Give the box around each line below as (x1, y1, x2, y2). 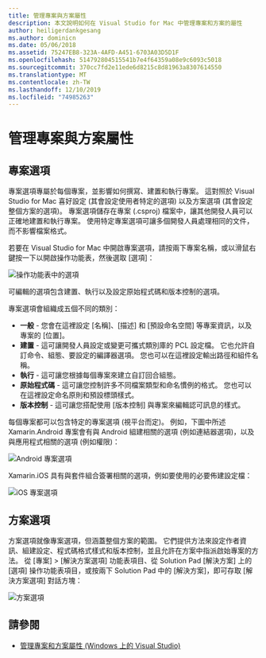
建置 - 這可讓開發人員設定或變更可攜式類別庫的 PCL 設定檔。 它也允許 (19, 341, 249, 350)
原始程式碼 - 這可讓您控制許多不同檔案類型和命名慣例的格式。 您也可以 (19, 380, 253, 390)
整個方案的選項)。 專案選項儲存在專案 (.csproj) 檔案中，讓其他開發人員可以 (8, 206, 253, 216)
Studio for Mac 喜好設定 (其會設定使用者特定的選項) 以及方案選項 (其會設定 (8, 197, 253, 206)
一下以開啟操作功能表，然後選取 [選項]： (21, 253, 155, 263)
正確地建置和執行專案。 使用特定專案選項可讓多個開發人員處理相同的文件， (8, 216, 254, 226)
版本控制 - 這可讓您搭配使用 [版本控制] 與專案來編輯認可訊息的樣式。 (19, 400, 245, 410)
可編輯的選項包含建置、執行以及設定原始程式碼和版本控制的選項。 (8, 287, 224, 297)
